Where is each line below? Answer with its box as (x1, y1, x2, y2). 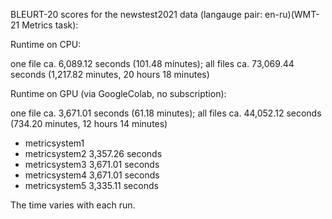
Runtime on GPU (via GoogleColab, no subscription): (10, 88, 227, 99)
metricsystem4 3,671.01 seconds (24, 169, 160, 181)
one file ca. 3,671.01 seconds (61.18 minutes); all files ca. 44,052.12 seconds (10, 107, 322, 119)
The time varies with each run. (10, 199, 136, 211)
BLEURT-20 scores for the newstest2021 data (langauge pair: (10, 9, 263, 20)
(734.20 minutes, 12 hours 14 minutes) (10, 118, 168, 129)
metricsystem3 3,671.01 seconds (24, 159, 160, 170)
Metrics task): (21, 19, 79, 31)
